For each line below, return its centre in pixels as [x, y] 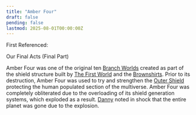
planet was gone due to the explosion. [53, 106]
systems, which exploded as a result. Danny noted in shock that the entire [96, 100]
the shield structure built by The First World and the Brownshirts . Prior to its [98, 74]
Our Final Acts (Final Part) [38, 56]
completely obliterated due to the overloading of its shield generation [90, 93]
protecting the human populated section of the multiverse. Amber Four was [98, 87]
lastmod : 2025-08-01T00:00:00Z [45, 28]
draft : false [22, 17]
